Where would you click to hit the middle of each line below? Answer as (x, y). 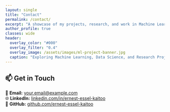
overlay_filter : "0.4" (34, 48)
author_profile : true (28, 29)
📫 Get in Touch (30, 78)
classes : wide (20, 33)
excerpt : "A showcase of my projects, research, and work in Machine (80, 24)
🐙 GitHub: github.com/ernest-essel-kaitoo (49, 104)
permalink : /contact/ (28, 19)
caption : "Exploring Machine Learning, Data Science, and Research (82, 57)
